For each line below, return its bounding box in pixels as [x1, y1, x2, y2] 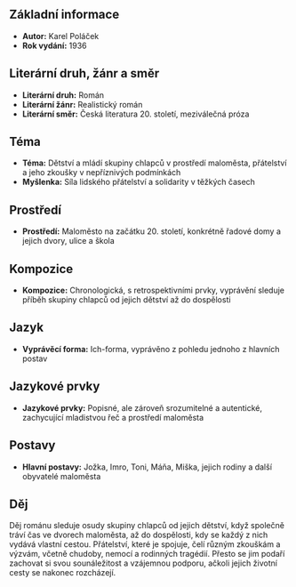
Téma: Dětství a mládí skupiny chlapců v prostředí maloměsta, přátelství [21, 157, 287, 168]
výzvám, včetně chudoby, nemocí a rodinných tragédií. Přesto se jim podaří [9, 549, 285, 559]
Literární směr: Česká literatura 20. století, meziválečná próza [21, 109, 250, 119]
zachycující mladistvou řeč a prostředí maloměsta [21, 412, 204, 422]
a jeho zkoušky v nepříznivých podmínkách [21, 167, 181, 178]
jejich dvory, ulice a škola [21, 236, 116, 246]
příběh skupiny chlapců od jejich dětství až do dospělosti [21, 294, 231, 305]
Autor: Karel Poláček [21, 30, 100, 41]
